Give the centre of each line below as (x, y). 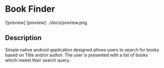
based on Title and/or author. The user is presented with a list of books (77, 55)
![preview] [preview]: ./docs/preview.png (46, 23)
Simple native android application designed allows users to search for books (82, 49)
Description (23, 38)
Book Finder (30, 9)
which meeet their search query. (38, 60)
